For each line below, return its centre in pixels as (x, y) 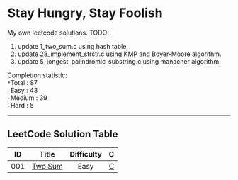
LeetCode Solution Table (63, 134)
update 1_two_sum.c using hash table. (73, 46)
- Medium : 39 (27, 98)
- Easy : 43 (23, 90)
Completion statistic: (37, 75)
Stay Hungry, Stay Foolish (85, 13)
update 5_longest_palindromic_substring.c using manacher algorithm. (119, 61)
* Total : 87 (22, 82)
